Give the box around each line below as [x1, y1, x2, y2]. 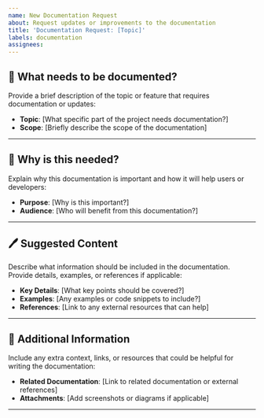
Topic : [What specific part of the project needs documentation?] [19, 114, 229, 124]
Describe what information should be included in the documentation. [8, 261, 230, 272]
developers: [8, 182, 47, 191]
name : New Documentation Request [8, 11, 118, 20]
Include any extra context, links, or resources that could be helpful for [8, 353, 234, 363]
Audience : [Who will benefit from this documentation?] [19, 205, 199, 215]
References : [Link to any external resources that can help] [19, 302, 210, 312]
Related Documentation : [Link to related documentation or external [19, 377, 239, 387]
